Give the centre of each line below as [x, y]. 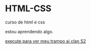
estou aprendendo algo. [29, 31]
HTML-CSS [28, 9]
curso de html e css [25, 22]
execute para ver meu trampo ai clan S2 [45, 41]
